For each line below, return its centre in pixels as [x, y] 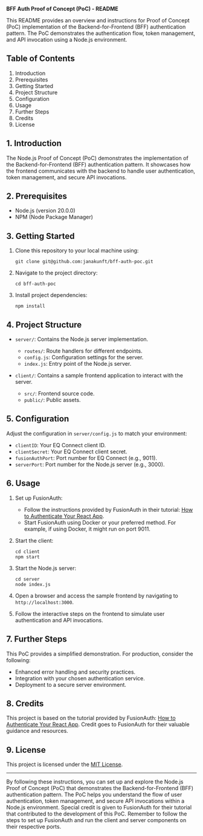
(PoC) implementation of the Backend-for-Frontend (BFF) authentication [96, 27]
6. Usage [23, 483]
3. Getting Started [40, 236]
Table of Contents [41, 59]
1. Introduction [34, 143]
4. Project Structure [44, 324]
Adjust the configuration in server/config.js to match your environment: [97, 433]
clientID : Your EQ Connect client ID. [60, 445]
